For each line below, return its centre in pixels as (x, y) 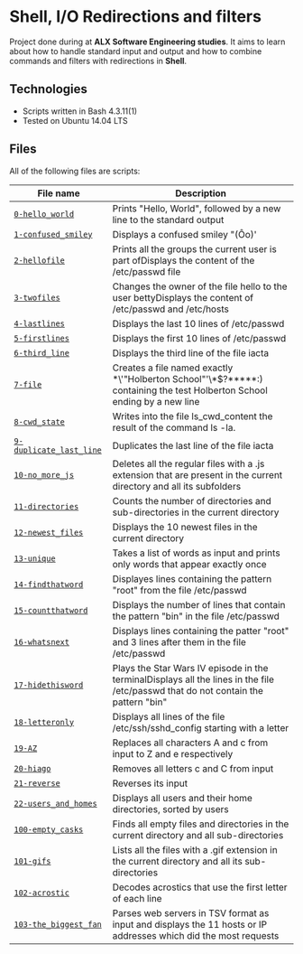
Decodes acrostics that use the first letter (200, 887)
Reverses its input (150, 783)
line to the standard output (168, 220)
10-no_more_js (44, 475)
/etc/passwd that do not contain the (188, 690)
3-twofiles (37, 297)
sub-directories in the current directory (196, 512)
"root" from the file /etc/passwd (179, 590)
